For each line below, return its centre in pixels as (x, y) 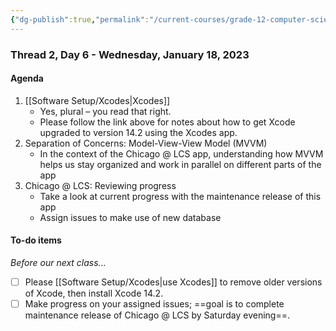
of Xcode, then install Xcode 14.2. (94, 293)
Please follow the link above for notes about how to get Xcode (167, 122)
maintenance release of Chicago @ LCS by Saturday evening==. (157, 315)
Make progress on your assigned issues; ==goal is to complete (154, 304)
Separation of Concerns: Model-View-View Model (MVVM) (146, 143)
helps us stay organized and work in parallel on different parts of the (180, 164)
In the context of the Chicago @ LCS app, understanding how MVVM (181, 153)
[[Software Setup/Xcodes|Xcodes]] (97, 100)
